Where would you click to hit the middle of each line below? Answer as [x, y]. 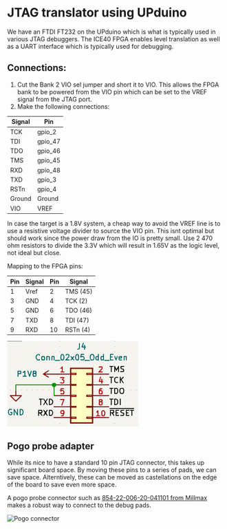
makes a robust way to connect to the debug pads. [79, 505]
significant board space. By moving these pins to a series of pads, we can [112, 470]
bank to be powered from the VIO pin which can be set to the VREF [112, 91]
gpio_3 [47, 180]
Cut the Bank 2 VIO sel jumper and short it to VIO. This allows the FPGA [118, 85]
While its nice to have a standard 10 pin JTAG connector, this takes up [106, 463]
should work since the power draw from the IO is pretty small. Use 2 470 [110, 238]
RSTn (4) [78, 330]
